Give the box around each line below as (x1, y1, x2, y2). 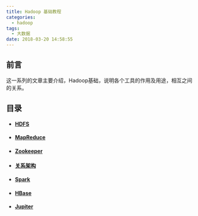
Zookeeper (14, 147, 43, 155)
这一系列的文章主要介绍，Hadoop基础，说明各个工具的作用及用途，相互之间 (6, 77, 193, 84)
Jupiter (14, 203, 34, 210)
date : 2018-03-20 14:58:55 (6, 36, 73, 42)
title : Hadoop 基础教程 (6, 8, 61, 15)
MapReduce (14, 134, 46, 141)
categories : (6, 14, 36, 20)
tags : (6, 25, 20, 32)
